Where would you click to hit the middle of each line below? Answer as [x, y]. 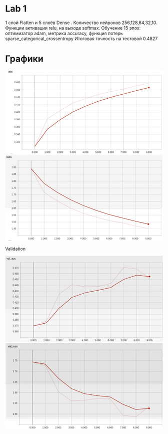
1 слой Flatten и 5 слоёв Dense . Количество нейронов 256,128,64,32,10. [81, 23]
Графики [24, 59]
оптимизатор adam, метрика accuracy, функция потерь [64, 33]
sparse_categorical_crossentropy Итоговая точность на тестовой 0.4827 [81, 39]
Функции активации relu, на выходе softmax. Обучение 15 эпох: [73, 28]
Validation [15, 249]
